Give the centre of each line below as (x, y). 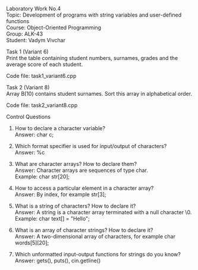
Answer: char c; (34, 134)
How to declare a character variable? (60, 128)
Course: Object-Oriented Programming (54, 27)
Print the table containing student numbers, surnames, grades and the (92, 58)
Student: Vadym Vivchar (36, 40)
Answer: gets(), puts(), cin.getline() (58, 260)
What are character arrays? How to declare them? (76, 164)
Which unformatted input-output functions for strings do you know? (98, 254)
